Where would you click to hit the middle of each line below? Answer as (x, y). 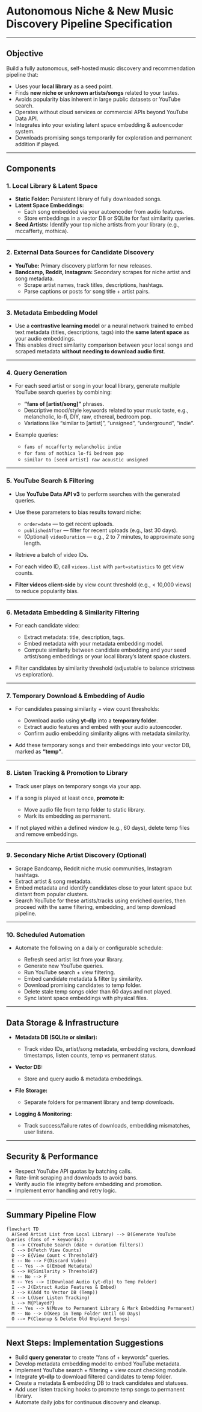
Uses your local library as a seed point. (64, 86)
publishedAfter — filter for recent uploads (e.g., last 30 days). (101, 530)
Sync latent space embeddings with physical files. (86, 998)
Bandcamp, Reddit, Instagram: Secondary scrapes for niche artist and (103, 272)
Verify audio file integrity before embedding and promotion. (89, 1184)
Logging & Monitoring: (43, 1114)
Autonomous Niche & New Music (90, 11)
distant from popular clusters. (51, 894)
